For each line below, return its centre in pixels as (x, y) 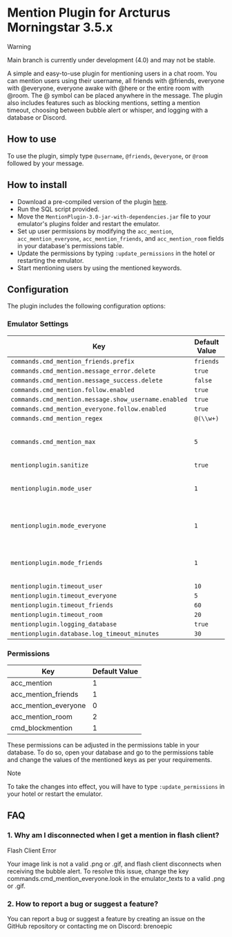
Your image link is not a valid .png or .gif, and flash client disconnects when (115, 864)
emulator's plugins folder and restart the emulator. (88, 223)
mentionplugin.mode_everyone (58, 526)
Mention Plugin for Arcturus (89, 13)
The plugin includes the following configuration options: (86, 306)
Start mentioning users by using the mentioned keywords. (99, 268)
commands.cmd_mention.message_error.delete (83, 371)
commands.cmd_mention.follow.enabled (72, 390)
